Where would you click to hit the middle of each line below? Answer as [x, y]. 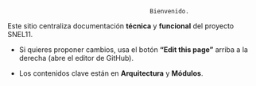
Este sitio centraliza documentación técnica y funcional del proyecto [121, 26]
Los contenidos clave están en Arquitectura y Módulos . [111, 73]
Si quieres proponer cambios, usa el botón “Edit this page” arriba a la [133, 50]
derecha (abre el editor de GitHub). [76, 58]
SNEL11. [20, 34]
